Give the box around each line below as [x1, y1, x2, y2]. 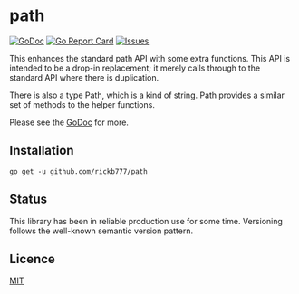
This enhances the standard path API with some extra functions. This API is [9, 52, 291, 63]
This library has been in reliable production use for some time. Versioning [9, 215, 284, 226]
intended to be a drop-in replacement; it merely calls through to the [9, 62, 261, 73]
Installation [9, 143, 74, 158]
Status [9, 192, 48, 207]
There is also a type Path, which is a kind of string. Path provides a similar [9, 90, 285, 100]
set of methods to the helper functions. [9, 99, 156, 109]
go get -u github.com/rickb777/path [9, 166, 148, 176]
